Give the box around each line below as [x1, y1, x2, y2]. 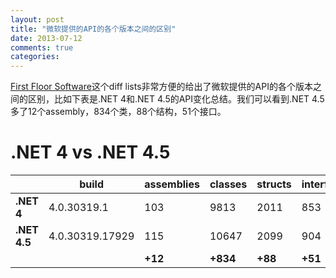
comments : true [10, 42, 74, 53]
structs [256, 177, 292, 191]
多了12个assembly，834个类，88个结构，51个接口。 [10, 106, 227, 118]
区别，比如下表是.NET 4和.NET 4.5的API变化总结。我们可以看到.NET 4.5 [27, 93, 325, 105]
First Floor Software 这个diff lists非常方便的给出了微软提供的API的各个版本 [10, 81, 313, 93]
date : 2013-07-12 [10, 33, 83, 43]
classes [209, 177, 248, 191]
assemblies [144, 177, 200, 191]
